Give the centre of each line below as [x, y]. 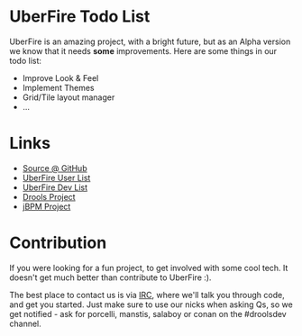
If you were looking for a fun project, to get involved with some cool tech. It [149, 268]
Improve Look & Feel [60, 77]
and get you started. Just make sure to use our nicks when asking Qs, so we [151, 304]
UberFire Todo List [80, 17]
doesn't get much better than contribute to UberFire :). [110, 277]
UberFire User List [56, 177]
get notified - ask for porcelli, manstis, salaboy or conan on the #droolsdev [148, 313]
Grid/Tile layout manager [69, 97]
